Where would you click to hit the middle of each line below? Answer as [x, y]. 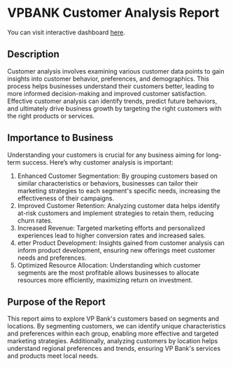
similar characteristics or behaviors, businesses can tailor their [107, 183]
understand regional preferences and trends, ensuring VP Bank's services [114, 349]
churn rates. [35, 220]
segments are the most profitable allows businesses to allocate [108, 272]
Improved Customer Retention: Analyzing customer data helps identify [119, 205]
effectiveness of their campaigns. [66, 198]
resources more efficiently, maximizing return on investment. [105, 280]
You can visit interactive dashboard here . [66, 32]
